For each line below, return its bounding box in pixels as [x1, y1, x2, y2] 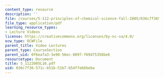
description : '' [5, 12, 38, 16]
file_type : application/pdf [5, 20, 62, 26]
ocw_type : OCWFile [5, 39, 42, 44]
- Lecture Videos [5, 30, 41, 34]
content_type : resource [5, 7, 54, 12]
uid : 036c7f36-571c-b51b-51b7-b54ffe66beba [5, 66, 95, 71]
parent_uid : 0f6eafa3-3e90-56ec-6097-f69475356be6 [5, 52, 110, 57]
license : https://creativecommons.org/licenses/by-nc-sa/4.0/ [5, 34, 134, 39]
